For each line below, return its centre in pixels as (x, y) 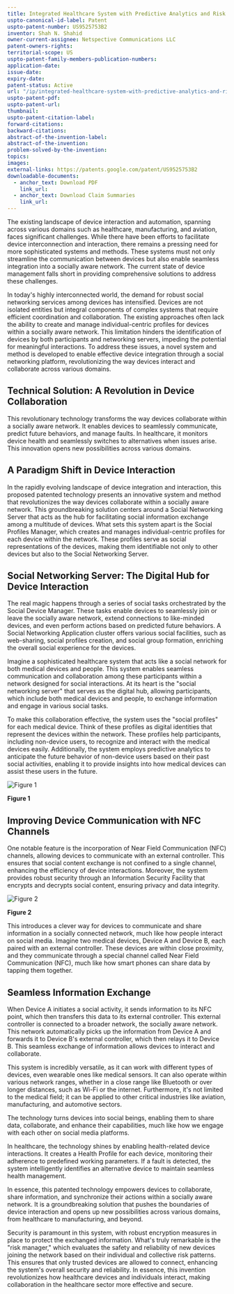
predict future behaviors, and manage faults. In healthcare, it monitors (108, 433)
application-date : (34, 66)
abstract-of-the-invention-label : (57, 137)
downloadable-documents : (43, 176)
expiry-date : (26, 79)
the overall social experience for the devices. (72, 648)
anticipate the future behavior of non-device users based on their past (108, 757)
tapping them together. (40, 971)
